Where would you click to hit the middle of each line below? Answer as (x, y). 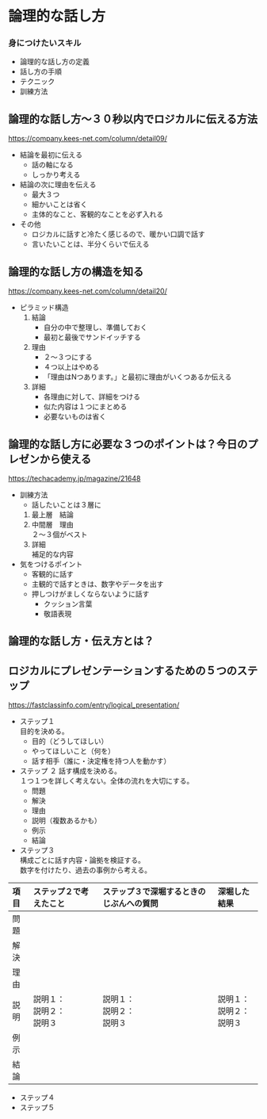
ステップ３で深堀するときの (154, 891)
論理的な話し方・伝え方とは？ (81, 641)
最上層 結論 (52, 514)
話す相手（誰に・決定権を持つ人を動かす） (101, 761)
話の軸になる (52, 165)
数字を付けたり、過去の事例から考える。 (86, 870)
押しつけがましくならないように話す (90, 594)
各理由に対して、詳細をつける (92, 397)
